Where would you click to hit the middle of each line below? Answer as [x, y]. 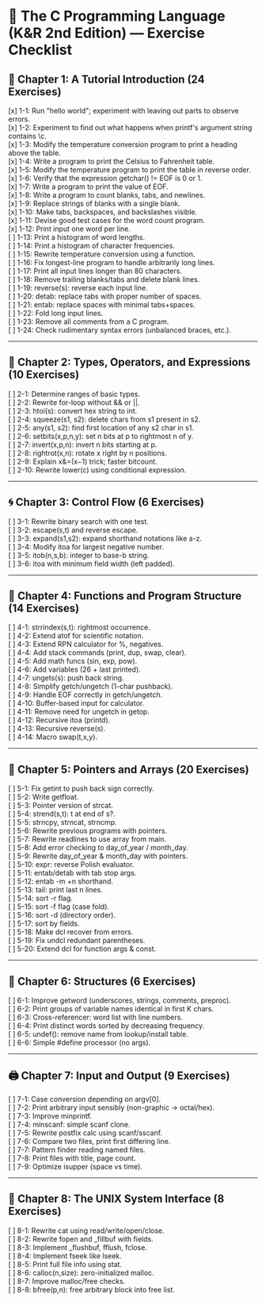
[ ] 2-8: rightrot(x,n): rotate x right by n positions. [88, 453]
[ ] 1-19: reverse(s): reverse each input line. [78, 288]
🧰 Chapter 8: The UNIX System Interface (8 [116, 1199]
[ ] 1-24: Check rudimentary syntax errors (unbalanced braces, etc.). [120, 330]
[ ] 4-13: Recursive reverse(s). [57, 729]
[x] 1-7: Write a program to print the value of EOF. [88, 187]
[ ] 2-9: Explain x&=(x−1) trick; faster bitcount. [83, 461]
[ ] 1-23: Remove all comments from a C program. [89, 322]
